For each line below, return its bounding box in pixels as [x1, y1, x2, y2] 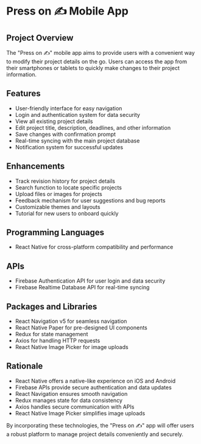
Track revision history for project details [15, 177, 116, 185]
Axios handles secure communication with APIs [15, 403, 135, 411]
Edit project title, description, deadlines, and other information [15, 124, 171, 131]
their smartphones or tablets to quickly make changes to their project [6, 65, 180, 71]
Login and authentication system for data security [15, 111, 140, 118]
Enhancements [6, 161, 65, 172]
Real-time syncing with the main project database [15, 137, 140, 144]
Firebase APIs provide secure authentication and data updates [15, 384, 172, 391]
